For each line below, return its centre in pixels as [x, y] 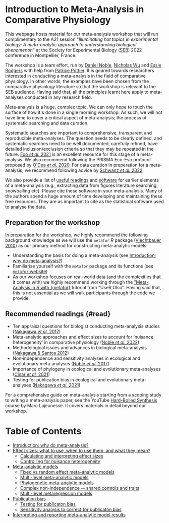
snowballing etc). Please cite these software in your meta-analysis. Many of [84, 190]
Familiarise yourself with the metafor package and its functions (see [83, 266]
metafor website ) [30, 271]
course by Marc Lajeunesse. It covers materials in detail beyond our [76, 405]
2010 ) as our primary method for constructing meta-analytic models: [76, 245]
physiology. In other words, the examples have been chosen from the [77, 81]
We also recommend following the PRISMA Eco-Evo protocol [88, 159]
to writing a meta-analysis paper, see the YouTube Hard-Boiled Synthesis [81, 400]
